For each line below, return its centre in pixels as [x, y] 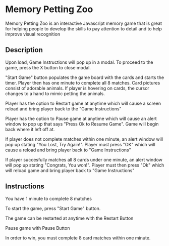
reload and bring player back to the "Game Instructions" [64, 109]
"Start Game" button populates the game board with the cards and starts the [85, 77]
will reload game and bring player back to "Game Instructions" [70, 170]
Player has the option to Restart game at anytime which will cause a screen [83, 103]
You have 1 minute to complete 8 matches [49, 198]
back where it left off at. [30, 129]
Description [24, 50]
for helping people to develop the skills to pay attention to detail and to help [84, 28]
